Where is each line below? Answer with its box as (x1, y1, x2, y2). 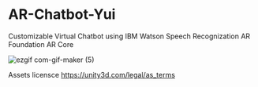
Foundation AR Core (8, 39, 74, 49)
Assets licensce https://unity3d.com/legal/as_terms (8, 70, 176, 79)
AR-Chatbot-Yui (8, 5, 116, 24)
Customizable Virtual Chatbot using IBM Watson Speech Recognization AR (8, 31, 251, 41)
